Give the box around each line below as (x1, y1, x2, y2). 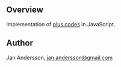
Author (6, 38, 33, 48)
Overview (6, 5, 44, 15)
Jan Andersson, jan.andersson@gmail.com (6, 54, 113, 61)
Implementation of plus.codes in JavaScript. (6, 20, 116, 28)
